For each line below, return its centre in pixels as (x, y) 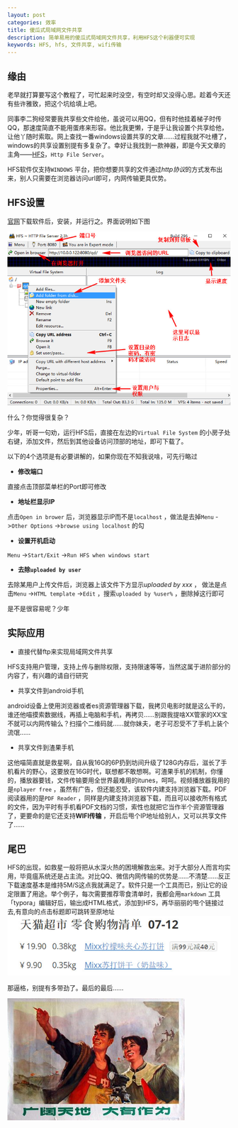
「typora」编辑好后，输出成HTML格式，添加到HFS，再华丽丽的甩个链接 (113, 903)
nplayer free (33, 789)
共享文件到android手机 (50, 690)
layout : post (27, 15)
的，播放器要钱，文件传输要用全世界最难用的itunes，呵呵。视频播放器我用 (116, 780)
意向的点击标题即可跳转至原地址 (68, 911)
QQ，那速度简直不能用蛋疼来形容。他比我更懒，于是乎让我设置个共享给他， (118, 127)
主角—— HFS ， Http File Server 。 (58, 154)
